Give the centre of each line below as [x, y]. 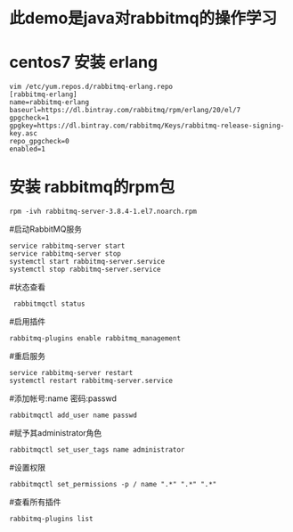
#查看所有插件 [35, 502]
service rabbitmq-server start [67, 246]
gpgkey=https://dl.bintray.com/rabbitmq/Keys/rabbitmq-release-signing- [147, 126]
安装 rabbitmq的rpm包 [92, 187]
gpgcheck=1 [29, 118]
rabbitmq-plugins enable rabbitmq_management [95, 339]
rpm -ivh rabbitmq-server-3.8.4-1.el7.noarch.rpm [103, 212]
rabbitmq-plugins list [51, 519]
